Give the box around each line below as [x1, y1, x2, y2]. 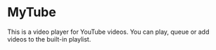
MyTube [7, 4, 56, 20]
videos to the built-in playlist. [7, 35, 91, 43]
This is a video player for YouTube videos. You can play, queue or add [7, 27, 210, 36]
